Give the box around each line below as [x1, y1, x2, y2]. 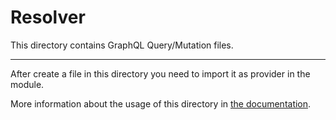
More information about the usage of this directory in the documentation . [10, 97, 312, 110]
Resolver [10, 6, 86, 29]
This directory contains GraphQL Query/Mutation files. [10, 39, 234, 51]
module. [10, 78, 45, 90]
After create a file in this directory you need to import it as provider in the [10, 67, 311, 80]
